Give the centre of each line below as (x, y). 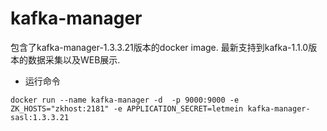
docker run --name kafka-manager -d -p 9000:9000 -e (125, 100)
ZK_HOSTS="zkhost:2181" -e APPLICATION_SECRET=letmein (127, 108)
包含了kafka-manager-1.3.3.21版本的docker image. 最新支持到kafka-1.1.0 (159, 47)
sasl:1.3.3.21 (40, 117)
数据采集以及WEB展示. (74, 59)
